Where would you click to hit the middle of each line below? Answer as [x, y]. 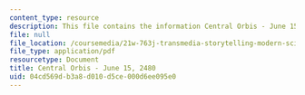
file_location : [38, 43]
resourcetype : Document [54, 60]
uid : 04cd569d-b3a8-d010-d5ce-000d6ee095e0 [93, 77]
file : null [30, 34]
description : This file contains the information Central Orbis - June [148, 26]
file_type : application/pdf [63, 52]
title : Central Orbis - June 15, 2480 [83, 69]
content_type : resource [54, 18]
